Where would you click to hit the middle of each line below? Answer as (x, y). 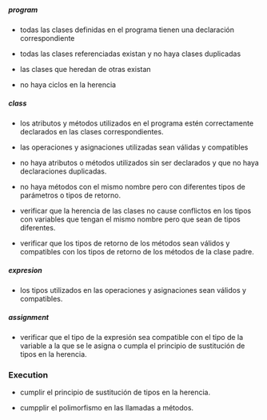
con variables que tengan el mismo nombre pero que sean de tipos (130, 219)
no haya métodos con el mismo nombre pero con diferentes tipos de (132, 186)
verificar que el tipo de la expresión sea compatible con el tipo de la (132, 337)
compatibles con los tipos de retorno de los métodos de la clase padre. (137, 251)
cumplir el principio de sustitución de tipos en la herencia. (115, 392)
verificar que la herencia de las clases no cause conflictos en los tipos (135, 210)
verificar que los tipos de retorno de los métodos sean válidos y (125, 243)
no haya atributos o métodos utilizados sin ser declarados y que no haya (139, 162)
